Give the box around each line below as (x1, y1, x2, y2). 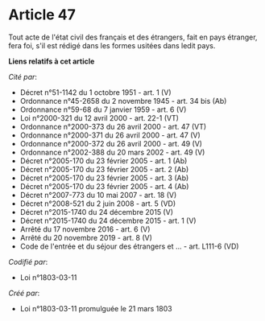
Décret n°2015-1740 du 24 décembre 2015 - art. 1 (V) (19, 216, 197, 225)
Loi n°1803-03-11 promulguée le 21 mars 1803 (19, 303, 172, 313)
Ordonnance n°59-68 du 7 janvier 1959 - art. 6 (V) (19, 105, 187, 114)
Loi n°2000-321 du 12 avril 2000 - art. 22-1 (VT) (19, 113, 180, 122)
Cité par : (8, 72, 38, 81)
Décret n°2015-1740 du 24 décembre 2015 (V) (19, 207, 173, 216)
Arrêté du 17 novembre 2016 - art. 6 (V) (19, 224, 151, 234)
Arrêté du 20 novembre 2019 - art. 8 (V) (19, 233, 153, 242)
